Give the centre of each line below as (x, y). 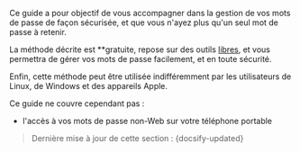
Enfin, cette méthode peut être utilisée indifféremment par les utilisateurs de (150, 76)
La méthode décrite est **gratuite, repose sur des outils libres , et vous (140, 49)
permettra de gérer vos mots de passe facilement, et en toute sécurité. (141, 59)
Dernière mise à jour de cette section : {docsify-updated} (137, 138)
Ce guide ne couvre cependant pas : (77, 103)
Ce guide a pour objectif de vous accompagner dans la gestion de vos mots (150, 13)
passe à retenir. (38, 32)
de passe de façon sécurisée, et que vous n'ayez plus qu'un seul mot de (144, 22)
